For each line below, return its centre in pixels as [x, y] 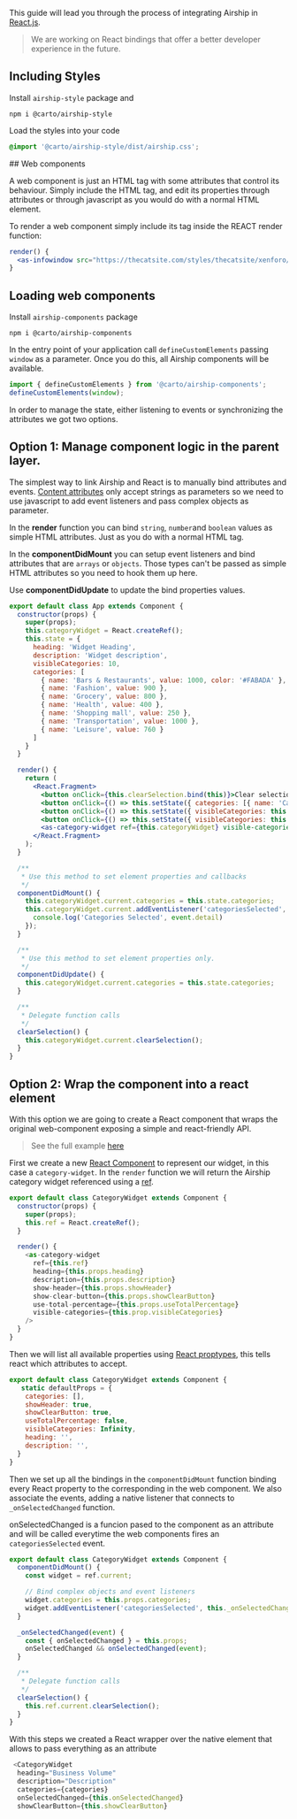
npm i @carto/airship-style [61, 114]
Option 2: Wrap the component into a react [129, 1084]
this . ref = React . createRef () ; [83, 1223]
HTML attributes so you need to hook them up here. [103, 572]
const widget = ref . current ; [79, 1576]
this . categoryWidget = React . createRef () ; [104, 631]
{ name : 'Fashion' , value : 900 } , [104, 688]
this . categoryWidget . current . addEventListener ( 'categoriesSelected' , [156, 909]
